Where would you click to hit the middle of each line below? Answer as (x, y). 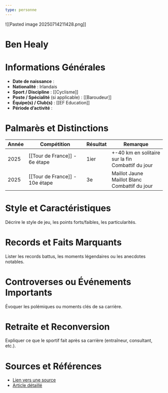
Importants (29, 292)
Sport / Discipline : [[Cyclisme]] (45, 92)
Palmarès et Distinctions (57, 128)
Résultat (97, 144)
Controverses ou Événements (68, 282)
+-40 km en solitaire (136, 153)
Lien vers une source (34, 380)
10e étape (41, 183)
